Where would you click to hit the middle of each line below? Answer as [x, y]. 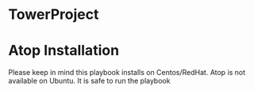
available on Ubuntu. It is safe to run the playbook [89, 81]
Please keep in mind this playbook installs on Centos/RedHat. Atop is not [127, 73]
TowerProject [54, 15]
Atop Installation [64, 51]
